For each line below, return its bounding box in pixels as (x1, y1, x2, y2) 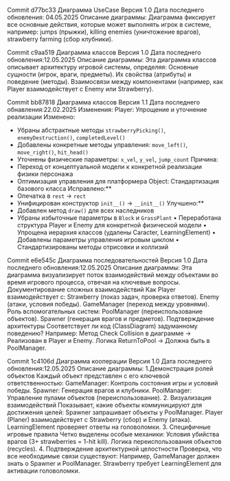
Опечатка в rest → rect (16, 192, 87, 200)
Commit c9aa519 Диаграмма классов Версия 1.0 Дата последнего (7, 48, 201, 56)
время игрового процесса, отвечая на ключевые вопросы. (7, 278, 181, 286)
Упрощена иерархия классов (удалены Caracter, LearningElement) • (16, 228, 216, 236)
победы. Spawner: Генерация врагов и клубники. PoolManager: (7, 386, 192, 394)
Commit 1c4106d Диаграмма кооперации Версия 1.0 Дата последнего (7, 357, 212, 365)
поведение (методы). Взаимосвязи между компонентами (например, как (7, 78, 223, 85)
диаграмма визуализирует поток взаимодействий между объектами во (7, 271, 218, 279)
